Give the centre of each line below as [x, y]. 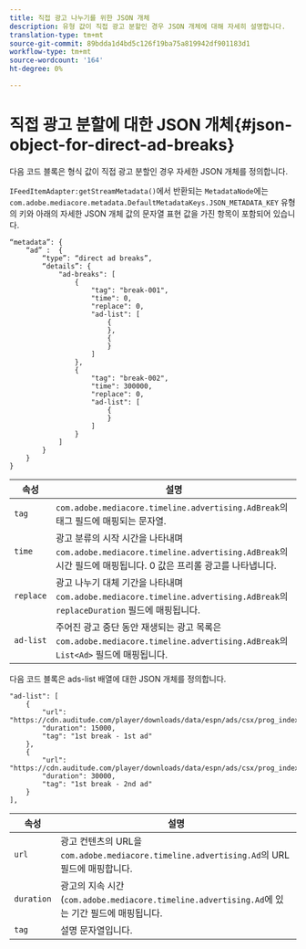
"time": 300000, [122, 386]
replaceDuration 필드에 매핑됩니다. [128, 610]
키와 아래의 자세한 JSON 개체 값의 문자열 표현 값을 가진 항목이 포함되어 [145, 213]
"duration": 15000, [79, 728]
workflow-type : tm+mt [51, 52]
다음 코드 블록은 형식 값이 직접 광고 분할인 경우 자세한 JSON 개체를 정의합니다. [149, 171]
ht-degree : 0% [36, 69]
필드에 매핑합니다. [97, 869]
